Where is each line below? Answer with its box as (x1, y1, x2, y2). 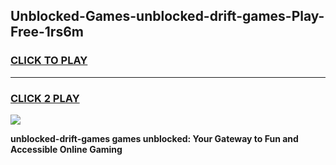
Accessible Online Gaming (10, 143, 123, 155)
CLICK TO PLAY (10, 54, 88, 68)
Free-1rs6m (10, 24, 84, 41)
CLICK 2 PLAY (10, 91, 80, 105)
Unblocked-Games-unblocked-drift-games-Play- (10, 8, 325, 25)
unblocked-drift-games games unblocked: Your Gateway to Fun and (10, 132, 299, 144)
